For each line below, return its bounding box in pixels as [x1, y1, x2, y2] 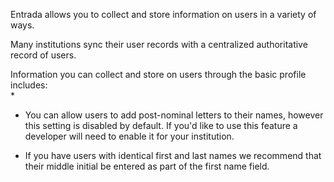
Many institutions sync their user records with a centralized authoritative [10, 39, 308, 50]
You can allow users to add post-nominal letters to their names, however [24, 109, 324, 121]
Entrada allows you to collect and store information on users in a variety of [10, 9, 317, 20]
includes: [10, 79, 48, 91]
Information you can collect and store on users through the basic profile [10, 69, 307, 80]
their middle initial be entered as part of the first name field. [24, 160, 270, 172]
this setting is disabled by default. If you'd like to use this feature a [24, 120, 298, 131]
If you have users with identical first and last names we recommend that [24, 150, 322, 161]
